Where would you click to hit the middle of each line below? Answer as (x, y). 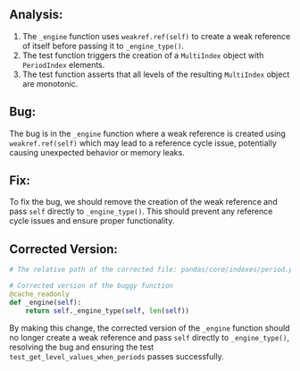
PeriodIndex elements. (63, 64)
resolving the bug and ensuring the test (82, 347)
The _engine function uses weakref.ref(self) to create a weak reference (156, 36)
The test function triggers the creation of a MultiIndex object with (143, 55)
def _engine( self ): (46, 302)
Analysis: (36, 15)
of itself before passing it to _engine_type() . (103, 46)
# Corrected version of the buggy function (92, 286)
